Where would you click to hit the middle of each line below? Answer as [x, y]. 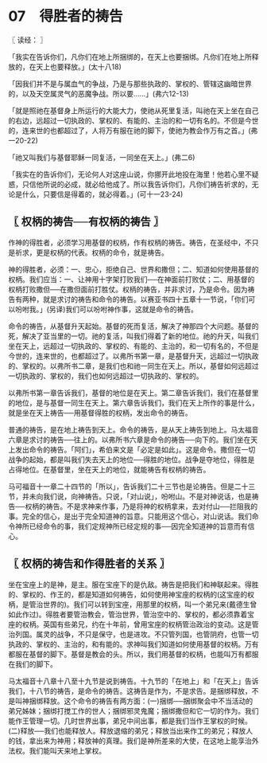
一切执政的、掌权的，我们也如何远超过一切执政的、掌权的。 [106, 376]
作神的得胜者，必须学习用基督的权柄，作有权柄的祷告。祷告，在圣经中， [126, 242]
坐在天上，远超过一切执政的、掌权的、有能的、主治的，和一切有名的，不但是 [133, 346]
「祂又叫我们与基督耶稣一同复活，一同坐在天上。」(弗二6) [102, 157]
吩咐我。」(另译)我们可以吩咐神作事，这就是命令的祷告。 [106, 309]
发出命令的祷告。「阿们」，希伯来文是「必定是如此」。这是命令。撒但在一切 [135, 449]
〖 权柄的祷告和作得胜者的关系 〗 [89, 563]
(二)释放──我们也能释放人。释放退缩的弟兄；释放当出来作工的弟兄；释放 [127, 730]
